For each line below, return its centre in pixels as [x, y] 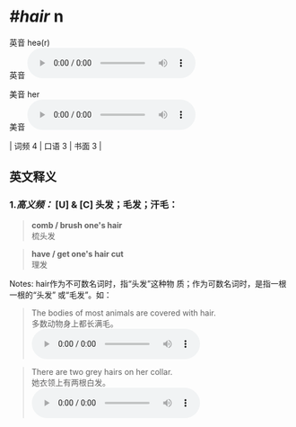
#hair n [37, 17]
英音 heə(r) [30, 42]
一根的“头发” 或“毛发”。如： [61, 295]
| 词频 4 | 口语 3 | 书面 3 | [56, 146]
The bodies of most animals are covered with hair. [124, 313]
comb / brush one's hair [77, 225]
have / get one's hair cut [77, 254]
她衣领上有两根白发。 [70, 382]
